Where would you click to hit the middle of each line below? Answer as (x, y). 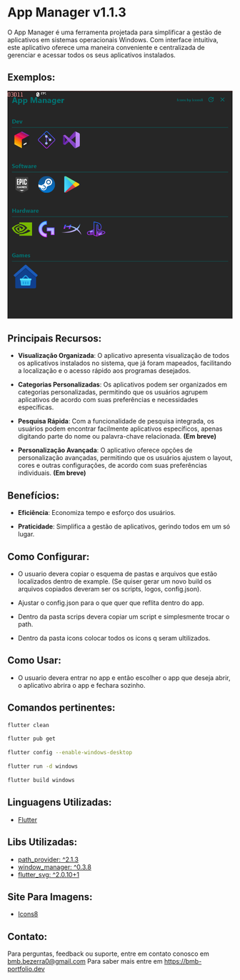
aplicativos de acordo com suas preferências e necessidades (108, 400)
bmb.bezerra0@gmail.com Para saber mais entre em (85, 961)
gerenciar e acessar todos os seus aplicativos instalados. (92, 55)
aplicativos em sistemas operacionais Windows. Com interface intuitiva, (113, 39)
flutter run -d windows (43, 766)
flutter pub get (31, 739)
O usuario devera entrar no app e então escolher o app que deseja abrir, (124, 677)
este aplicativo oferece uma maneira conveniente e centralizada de (106, 47)
